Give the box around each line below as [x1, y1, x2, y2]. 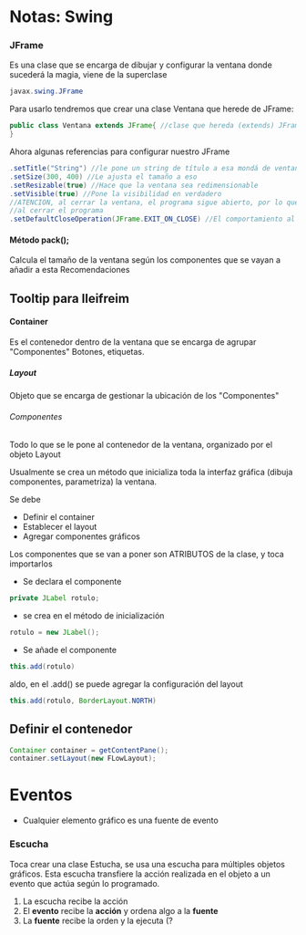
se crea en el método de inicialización [22, 610, 165, 621]
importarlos [9, 558, 53, 569]
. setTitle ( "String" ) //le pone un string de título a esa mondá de [9, 164, 271, 173]
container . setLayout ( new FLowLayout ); [9, 754, 157, 764]
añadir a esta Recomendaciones [9, 265, 130, 275]
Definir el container [22, 512, 96, 523]
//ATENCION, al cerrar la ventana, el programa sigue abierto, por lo [9, 198, 283, 207]
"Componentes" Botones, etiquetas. [9, 347, 145, 358]
